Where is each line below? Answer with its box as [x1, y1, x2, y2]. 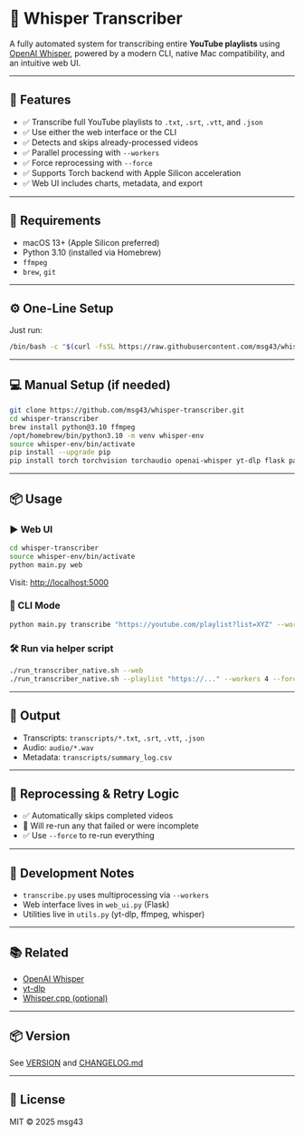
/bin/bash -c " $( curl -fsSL [9, 342, 116, 352]
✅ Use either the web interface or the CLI [22, 126, 177, 137]
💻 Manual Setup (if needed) [9, 377, 171, 393]
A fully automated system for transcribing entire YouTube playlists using [9, 38, 280, 49]
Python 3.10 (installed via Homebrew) [22, 247, 162, 258]
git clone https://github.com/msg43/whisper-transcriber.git [9, 406, 245, 416]
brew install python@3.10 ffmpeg [9, 422, 136, 432]
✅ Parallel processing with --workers [22, 147, 160, 158]
